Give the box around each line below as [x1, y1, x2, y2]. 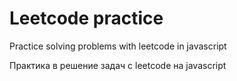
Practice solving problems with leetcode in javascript [9, 40, 227, 52]
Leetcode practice [9, 7, 164, 30]
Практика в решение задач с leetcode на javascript [9, 59, 227, 71]
